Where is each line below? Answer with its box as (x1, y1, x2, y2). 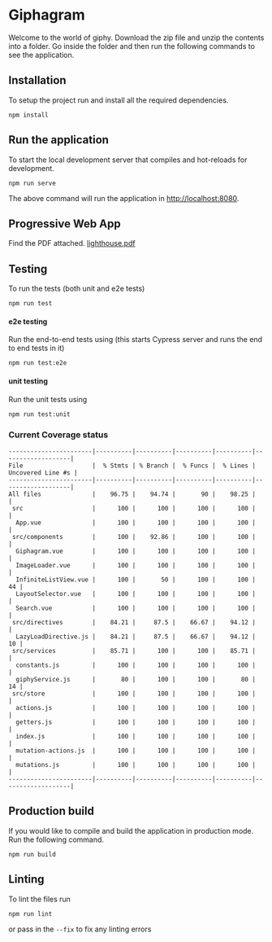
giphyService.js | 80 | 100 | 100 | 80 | (15, 675, 256, 683)
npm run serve (8, 179, 57, 187)
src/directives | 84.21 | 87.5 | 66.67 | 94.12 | (11, 618, 256, 626)
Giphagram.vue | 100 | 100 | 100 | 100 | (15, 547, 256, 555)
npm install (8, 111, 49, 119)
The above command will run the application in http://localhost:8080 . (8, 193, 240, 203)
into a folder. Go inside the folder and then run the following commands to (8, 41, 256, 50)
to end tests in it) (8, 344, 65, 353)
